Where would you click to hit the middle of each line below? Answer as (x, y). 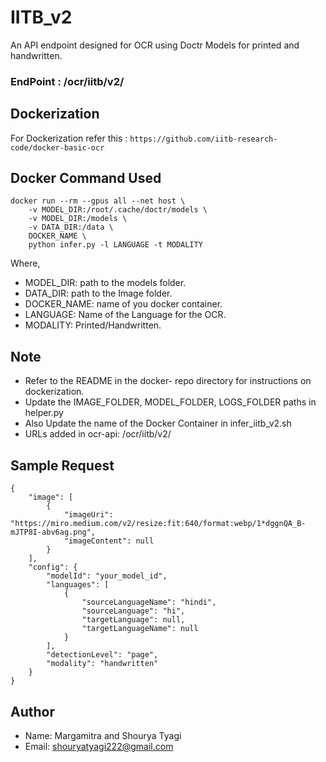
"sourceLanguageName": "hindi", (149, 602)
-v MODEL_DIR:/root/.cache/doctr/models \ (118, 210)
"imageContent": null (109, 541)
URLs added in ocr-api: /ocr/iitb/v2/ (98, 434)
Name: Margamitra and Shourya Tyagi (103, 735)
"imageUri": (88, 515)
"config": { (53, 567)
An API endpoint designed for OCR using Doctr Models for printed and (155, 45)
